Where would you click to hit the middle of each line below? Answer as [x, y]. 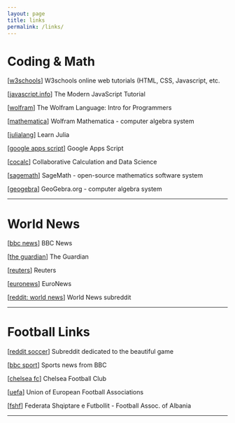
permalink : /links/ [36, 27]
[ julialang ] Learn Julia [38, 135]
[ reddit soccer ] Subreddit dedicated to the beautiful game [90, 352]
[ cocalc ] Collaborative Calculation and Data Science [82, 162]
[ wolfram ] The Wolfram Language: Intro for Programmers [90, 108]
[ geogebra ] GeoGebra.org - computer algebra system [85, 189]
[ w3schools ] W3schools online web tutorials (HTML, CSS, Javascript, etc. [114, 80]
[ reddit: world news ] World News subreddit [69, 297]
